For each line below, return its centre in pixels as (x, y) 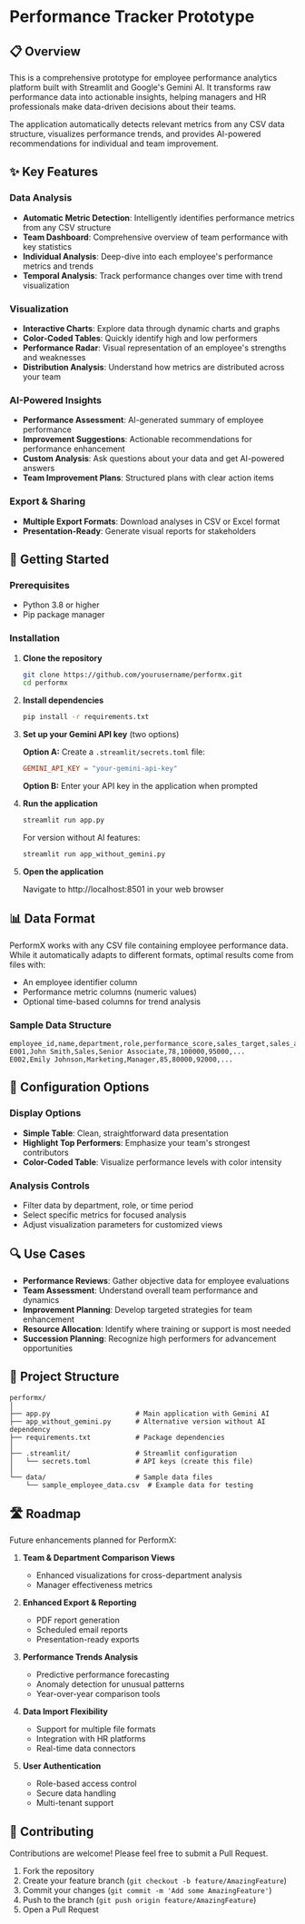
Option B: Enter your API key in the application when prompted (140, 786)
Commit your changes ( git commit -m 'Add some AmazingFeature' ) (147, 1890)
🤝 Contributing (52, 1831)
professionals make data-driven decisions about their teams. (123, 107)
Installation (35, 638)
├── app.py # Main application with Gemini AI (140, 1414)
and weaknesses (54, 357)
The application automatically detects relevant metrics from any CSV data (147, 124)
